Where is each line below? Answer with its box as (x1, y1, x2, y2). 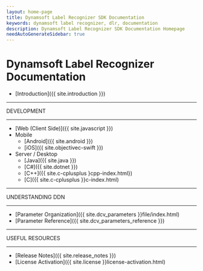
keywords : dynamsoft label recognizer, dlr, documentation (6, 20, 158, 26)
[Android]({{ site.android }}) (24, 138, 94, 145)
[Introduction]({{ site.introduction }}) (14, 90, 106, 97)
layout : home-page (6, 8, 53, 15)
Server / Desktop (14, 150, 58, 158)
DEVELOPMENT (6, 107, 47, 115)
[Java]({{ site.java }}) (24, 157, 77, 164)
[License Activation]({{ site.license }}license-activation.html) (14, 258, 166, 266)
